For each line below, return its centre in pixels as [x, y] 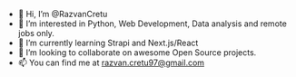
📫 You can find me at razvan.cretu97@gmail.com [111, 63]
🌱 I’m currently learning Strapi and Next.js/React [108, 43]
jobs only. [36, 33]
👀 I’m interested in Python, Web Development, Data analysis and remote [153, 24]
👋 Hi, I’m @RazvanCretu [63, 14]
